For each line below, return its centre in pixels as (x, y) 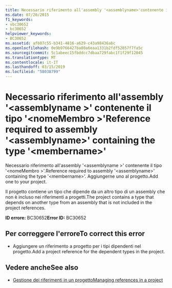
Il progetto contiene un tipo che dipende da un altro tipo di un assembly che (85, 191)
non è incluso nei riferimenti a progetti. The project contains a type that (80, 197)
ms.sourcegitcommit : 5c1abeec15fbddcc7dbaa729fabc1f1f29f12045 (74, 53)
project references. (26, 208)
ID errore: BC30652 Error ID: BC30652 (46, 218)
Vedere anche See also (42, 268)
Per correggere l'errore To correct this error (75, 234)
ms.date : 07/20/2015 (27, 15)
